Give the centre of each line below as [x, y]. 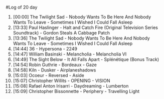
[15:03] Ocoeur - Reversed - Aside [48, 75]
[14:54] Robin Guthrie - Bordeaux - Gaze [55, 65]
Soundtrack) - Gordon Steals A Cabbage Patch [61, 33]
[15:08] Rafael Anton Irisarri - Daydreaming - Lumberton [71, 86]
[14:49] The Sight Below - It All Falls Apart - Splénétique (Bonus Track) [86, 59]
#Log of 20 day [22, 7]
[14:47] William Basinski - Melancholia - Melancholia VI [70, 54]
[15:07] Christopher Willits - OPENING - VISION [61, 80]
